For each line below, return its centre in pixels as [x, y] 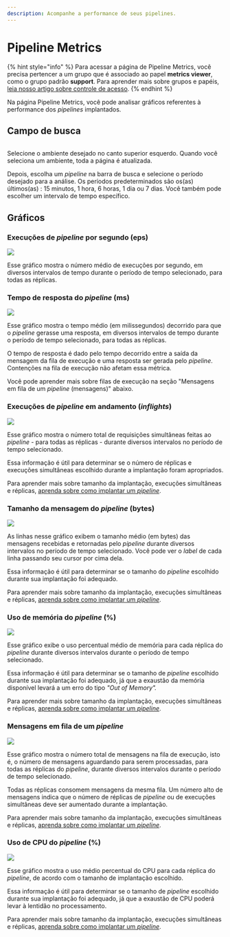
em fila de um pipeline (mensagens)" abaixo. [70, 389]
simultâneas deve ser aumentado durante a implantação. [88, 804]
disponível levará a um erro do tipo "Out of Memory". [82, 688]
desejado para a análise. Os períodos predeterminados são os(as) [100, 181]
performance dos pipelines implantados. [64, 109]
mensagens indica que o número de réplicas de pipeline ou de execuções [112, 797]
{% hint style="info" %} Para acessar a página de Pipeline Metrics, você [109, 67]
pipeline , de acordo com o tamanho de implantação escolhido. [95, 878]
